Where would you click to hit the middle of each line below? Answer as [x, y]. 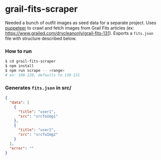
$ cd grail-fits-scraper [30, 62]
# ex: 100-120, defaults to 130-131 [42, 75]
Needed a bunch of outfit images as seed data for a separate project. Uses [81, 23]
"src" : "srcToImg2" [38, 135]
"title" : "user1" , [37, 112]
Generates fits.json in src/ [38, 88]
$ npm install [20, 66]
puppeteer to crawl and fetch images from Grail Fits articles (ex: [69, 28]
